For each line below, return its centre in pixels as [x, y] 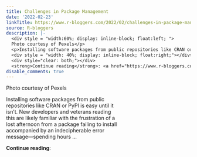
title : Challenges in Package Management [57, 11]
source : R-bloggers [30, 28]
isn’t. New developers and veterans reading [59, 112]
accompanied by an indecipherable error [55, 131]
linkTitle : [19, 22]
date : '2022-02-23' [30, 17]
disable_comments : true [35, 71]
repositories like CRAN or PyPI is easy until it [60, 105]
